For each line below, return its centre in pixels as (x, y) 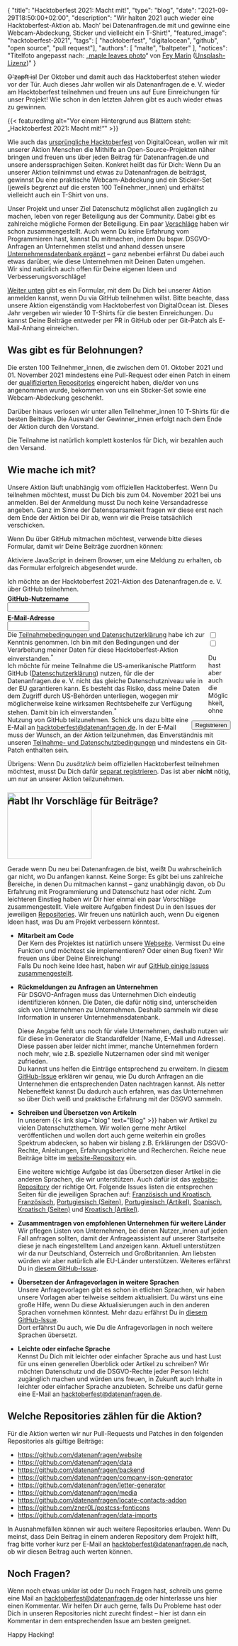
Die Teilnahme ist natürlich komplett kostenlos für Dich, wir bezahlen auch (115, 440)
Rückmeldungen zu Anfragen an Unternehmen (87, 987)
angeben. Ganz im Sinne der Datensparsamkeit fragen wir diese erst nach (115, 510)
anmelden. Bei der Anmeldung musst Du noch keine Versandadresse (108, 502)
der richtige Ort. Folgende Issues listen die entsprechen (132, 1187)
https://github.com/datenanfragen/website (80, 1454)
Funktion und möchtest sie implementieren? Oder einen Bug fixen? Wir (120, 950)
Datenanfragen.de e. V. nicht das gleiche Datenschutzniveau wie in (105, 681)
